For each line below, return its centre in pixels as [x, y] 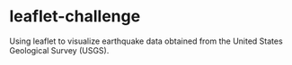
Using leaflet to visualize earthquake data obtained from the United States [146, 41]
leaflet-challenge [75, 16]
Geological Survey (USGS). [59, 50]
